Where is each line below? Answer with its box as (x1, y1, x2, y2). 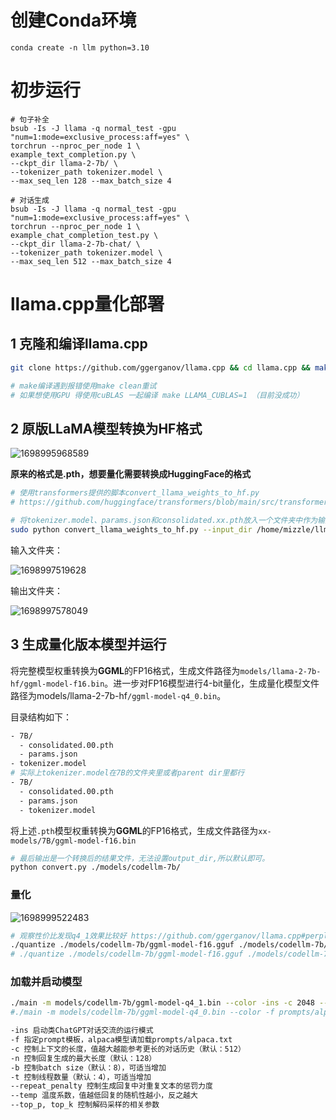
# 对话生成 (10, 195, 50, 205)
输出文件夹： (10, 584, 63, 596)
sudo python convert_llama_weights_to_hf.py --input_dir (10, 524, 253, 535)
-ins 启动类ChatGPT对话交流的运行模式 (10, 1026, 154, 1036)
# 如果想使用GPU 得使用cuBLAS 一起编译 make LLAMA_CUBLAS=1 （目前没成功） (10, 390, 305, 400)
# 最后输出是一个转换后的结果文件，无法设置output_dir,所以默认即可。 (10, 853, 270, 863)
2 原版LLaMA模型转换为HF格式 (10, 420, 203, 437)
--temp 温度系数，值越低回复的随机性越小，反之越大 (10, 1091, 198, 1101)
